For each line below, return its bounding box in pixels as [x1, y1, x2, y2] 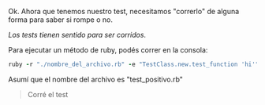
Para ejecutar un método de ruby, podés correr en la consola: [8, 45, 208, 54]
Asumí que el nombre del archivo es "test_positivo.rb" [8, 74, 184, 84]
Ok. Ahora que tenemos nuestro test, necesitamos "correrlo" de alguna [8, 7, 240, 16]
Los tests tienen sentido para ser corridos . [8, 31, 147, 39]
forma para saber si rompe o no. [8, 15, 113, 24]
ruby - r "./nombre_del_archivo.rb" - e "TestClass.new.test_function [8, 60, 238, 68]
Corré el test [27, 89, 69, 99]
